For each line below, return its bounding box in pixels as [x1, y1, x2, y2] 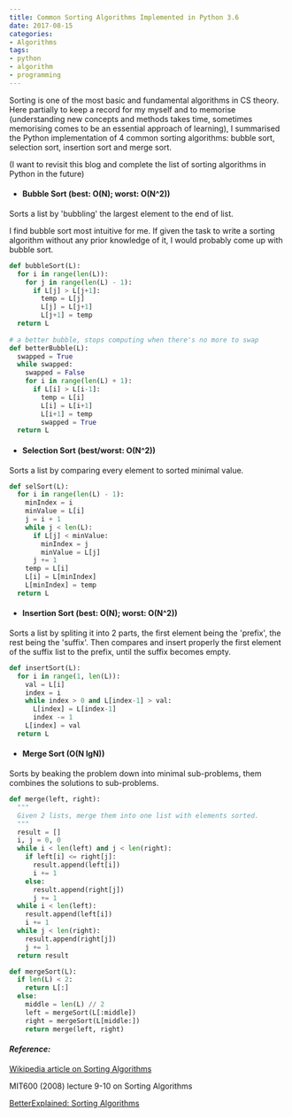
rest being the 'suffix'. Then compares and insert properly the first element [9, 636, 281, 647]
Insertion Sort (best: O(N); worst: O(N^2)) [21, 608, 178, 619]
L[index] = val [25, 721, 81, 730]
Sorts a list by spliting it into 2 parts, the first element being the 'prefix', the [9, 628, 281, 638]
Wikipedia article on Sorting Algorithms [9, 1063, 152, 1074]
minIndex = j [41, 539, 89, 549]
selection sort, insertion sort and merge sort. [9, 142, 173, 152]
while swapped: [17, 360, 73, 369]
